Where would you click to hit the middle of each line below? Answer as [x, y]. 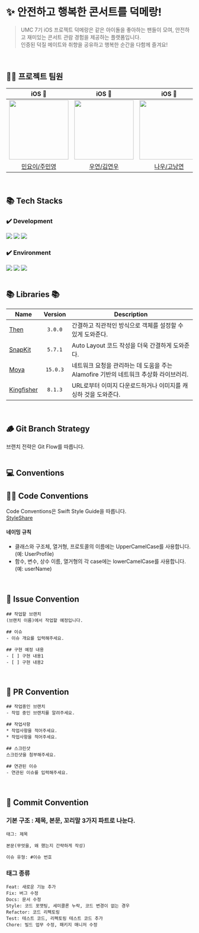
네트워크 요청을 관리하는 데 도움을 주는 [122, 365]
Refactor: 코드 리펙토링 [33, 912]
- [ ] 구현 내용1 [25, 656]
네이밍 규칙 [19, 532]
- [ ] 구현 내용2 [25, 662]
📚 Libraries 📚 [33, 295]
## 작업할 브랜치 [24, 614]
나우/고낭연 [169, 166]
